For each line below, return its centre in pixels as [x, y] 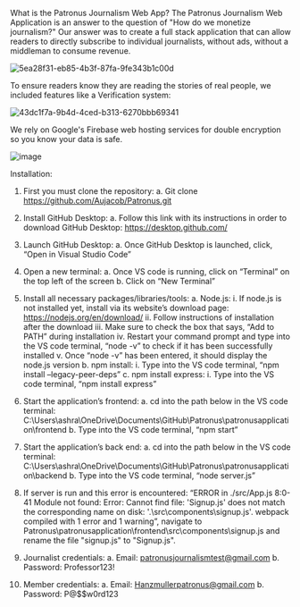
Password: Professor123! [69, 567]
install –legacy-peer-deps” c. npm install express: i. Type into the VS [149, 374]
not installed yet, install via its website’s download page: [126, 308]
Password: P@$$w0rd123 [71, 594]
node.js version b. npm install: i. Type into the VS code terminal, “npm [151, 365]
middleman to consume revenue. [71, 51]
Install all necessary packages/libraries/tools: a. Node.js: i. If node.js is [152, 298]
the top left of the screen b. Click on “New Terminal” [119, 281]
